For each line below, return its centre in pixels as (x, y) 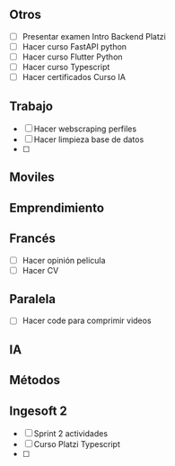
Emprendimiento (57, 207)
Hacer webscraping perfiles (85, 129)
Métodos (35, 380)
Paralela (33, 299)
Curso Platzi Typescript (77, 444)
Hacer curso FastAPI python (74, 46)
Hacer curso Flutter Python (72, 57)
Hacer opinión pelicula (64, 260)
